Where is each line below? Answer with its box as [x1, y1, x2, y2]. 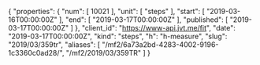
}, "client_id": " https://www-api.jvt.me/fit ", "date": [74, 23, 236, 32]
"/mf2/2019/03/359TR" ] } [65, 49, 151, 57]
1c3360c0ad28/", [8, 49, 65, 57]
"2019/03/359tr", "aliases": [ [8, 40, 101, 49]
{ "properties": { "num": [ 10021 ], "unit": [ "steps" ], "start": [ [8, 7, 205, 16]
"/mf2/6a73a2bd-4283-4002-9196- [102, 40, 219, 49]
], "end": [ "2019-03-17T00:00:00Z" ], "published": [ [58, 15, 228, 24]
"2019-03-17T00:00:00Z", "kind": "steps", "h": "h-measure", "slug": [8, 31, 228, 41]
